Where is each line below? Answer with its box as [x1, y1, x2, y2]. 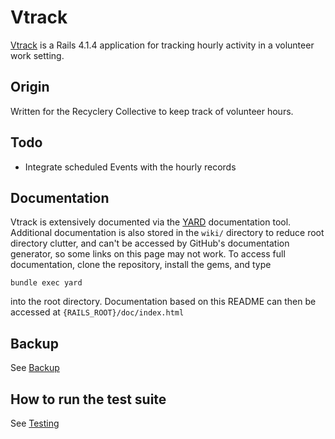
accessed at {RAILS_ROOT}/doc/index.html [10, 306, 185, 318]
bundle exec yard [10, 278, 83, 288]
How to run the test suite [10, 391, 167, 408]
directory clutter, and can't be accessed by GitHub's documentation [10, 237, 290, 250]
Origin [10, 79, 50, 96]
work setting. [10, 49, 65, 61]
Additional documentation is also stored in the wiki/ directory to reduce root [10, 227, 325, 239]
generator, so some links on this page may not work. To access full [10, 248, 286, 260]
